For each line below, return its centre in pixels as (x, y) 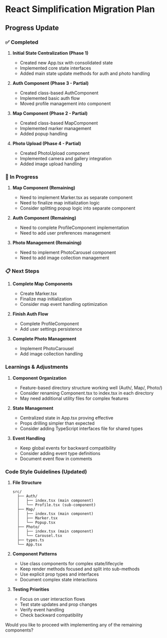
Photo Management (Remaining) (47, 243)
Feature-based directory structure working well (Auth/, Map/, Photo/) (91, 387)
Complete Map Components (42, 284)
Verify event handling (42, 610)
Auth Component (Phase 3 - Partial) (50, 83)
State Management (33, 408)
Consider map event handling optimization (64, 304)
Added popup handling (44, 134)
